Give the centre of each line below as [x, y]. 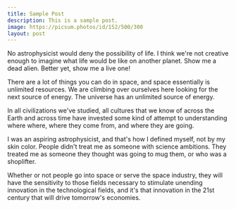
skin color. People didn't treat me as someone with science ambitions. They [117, 147]
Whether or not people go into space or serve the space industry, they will [115, 175]
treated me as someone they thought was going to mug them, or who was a [117, 154]
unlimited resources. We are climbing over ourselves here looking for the [113, 89]
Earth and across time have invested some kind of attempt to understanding [117, 118]
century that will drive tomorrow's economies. [74, 198]
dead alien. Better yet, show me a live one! [69, 68]
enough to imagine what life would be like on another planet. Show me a [112, 61]
